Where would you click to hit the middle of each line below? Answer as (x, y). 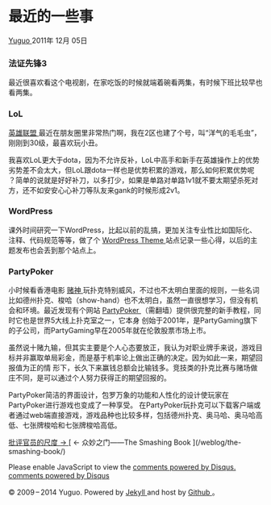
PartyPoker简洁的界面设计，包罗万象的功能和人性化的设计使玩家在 (119, 395)
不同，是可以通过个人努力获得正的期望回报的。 (93, 378)
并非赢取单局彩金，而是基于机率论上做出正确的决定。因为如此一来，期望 (135, 358)
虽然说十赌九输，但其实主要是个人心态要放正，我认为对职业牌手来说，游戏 (132, 348)
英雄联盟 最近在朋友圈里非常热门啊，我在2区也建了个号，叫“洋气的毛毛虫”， (135, 132)
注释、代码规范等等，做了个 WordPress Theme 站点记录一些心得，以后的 (129, 240)
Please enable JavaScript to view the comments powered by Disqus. (122, 467)
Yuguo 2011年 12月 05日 (48, 40)
